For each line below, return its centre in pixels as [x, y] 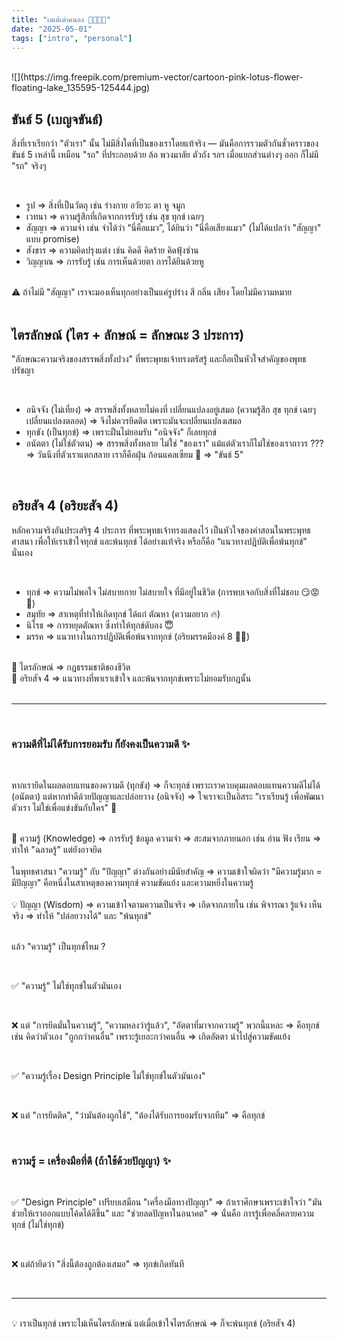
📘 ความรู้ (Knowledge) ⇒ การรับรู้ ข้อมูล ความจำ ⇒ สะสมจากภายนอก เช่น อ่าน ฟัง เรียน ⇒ [166, 838]
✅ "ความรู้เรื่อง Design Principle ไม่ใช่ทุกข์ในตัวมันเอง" [108, 1076]
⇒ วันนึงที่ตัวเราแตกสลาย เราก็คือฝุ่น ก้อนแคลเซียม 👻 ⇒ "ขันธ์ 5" [134, 454]
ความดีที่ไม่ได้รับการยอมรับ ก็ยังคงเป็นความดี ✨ [101, 744]
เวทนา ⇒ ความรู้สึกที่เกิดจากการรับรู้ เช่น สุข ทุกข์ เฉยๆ [114, 217]
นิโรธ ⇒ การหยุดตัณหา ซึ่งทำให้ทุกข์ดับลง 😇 [99, 625]
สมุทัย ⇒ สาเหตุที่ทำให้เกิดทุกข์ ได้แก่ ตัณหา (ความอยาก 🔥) [123, 613]
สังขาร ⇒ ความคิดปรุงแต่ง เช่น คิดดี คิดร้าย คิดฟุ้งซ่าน [112, 250]
